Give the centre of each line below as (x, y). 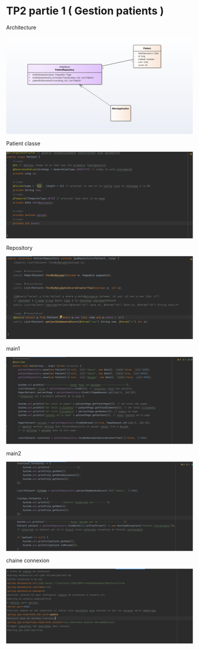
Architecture (21, 27)
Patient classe (23, 143)
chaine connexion (28, 560)
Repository (19, 248)
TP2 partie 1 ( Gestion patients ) (85, 11)
